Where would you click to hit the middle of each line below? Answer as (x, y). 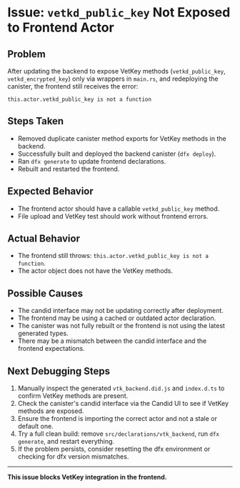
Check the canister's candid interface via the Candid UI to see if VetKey (123, 404)
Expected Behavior (51, 191)
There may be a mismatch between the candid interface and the (112, 341)
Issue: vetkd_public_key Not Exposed (119, 13)
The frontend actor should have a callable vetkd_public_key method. (119, 209)
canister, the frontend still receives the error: (73, 86)
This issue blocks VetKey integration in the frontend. (87, 477)
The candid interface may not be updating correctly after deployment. (120, 311)
